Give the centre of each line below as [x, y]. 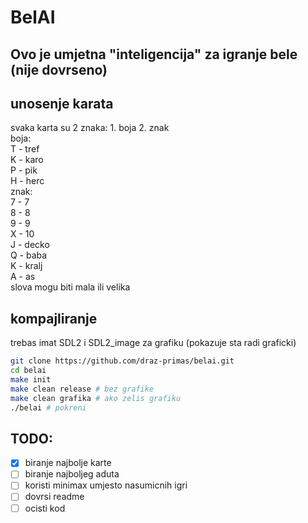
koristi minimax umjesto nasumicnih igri [106, 485]
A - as [23, 277]
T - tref [25, 149]
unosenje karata [62, 103]
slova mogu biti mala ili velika [70, 287]
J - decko [30, 245]
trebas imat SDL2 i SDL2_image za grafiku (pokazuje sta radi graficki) [153, 343]
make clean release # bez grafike [82, 389]
